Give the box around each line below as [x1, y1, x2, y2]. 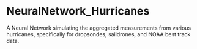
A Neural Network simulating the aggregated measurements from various [6, 24, 191, 31]
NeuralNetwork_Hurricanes [6, 4, 150, 18]
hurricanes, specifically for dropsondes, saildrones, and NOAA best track [6, 30, 191, 38]
